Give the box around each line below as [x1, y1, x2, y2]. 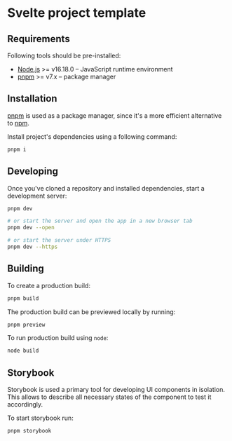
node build [7, 347, 39, 355]
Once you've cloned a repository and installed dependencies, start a [7, 184, 205, 192]
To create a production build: [7, 281, 91, 290]
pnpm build [7, 294, 39, 302]
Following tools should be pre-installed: [7, 51, 121, 60]
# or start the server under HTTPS [7, 237, 111, 244]
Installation [7, 93, 57, 104]
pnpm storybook [7, 428, 52, 435]
